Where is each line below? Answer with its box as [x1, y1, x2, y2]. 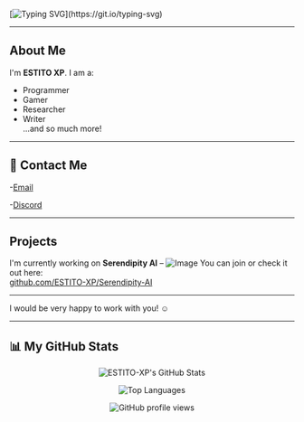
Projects [9, 234, 58, 249]
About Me [9, 43, 66, 59]
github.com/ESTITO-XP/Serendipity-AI [9, 277, 153, 288]
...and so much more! [22, 123, 102, 134]
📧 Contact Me [9, 158, 88, 173]
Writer [22, 113, 46, 124]
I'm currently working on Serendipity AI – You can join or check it [9, 258, 288, 268]
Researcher [22, 104, 66, 115]
